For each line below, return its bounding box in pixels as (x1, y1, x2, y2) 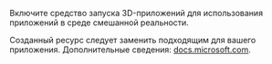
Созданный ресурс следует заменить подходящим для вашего (9, 35, 256, 45)
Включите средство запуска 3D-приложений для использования (9, 8, 263, 18)
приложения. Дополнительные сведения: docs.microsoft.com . (9, 44, 251, 55)
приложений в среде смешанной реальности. (9, 17, 189, 28)
